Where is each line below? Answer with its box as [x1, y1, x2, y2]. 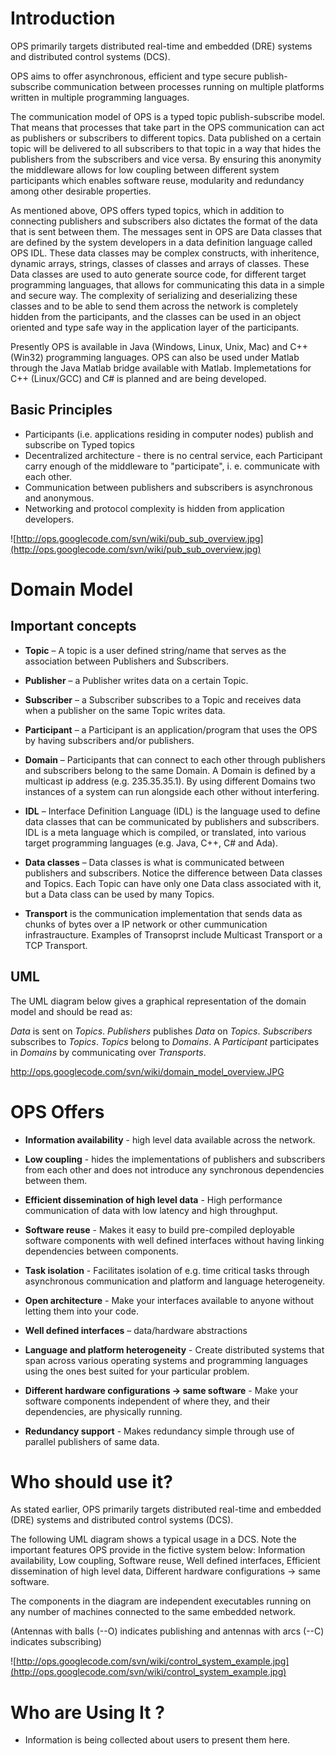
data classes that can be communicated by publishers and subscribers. [24, 815, 320, 827]
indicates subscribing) [10, 1636, 102, 1648]
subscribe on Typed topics [24, 438, 135, 451]
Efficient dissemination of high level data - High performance [24, 1193, 283, 1206]
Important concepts [10, 618, 137, 635]
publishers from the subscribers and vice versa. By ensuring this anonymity [10, 153, 322, 165]
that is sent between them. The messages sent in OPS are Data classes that [10, 225, 323, 237]
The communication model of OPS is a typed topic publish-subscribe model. [10, 110, 326, 122]
